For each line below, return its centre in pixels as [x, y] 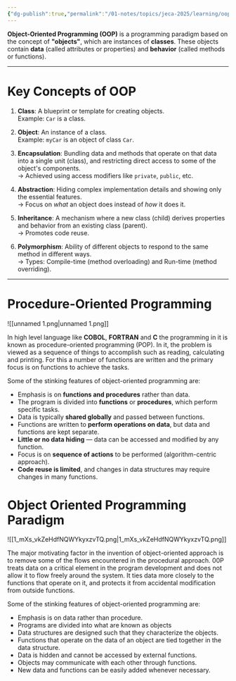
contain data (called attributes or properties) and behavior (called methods [116, 49]
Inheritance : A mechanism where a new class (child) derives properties [121, 218]
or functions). [27, 56]
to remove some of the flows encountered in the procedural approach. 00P [116, 561]
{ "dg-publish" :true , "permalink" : [56, 14]
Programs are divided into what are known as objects [94, 625]
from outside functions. [41, 591]
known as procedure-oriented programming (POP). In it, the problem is [110, 344]
